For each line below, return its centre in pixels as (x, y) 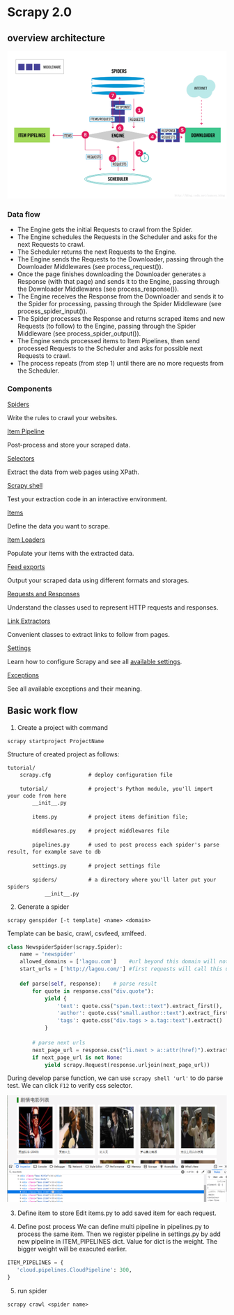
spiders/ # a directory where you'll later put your (124, 879)
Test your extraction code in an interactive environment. (87, 499)
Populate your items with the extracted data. (71, 553)
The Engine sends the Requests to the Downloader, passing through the (120, 259)
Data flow (24, 215)
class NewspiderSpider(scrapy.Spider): (65, 947)
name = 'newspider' (48, 954)
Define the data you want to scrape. (58, 526)
